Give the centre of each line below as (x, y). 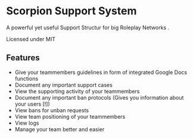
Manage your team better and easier (60, 129)
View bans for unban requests (52, 110)
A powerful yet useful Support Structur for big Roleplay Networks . (88, 27)
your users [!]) (32, 104)
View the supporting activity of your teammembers (77, 91)
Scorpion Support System (71, 11)
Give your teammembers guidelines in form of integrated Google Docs (101, 72)
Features (23, 58)
